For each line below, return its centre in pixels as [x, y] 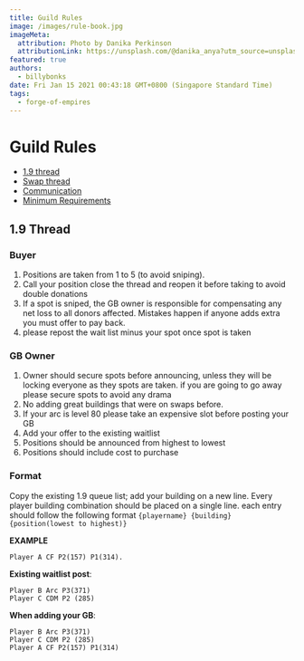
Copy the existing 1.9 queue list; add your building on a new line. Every [141, 495]
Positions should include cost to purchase [100, 453]
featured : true [38, 60]
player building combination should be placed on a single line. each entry [146, 505]
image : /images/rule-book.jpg [66, 26]
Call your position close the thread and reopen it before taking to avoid [154, 284]
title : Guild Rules [46, 18]
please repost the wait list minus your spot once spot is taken [137, 332]
